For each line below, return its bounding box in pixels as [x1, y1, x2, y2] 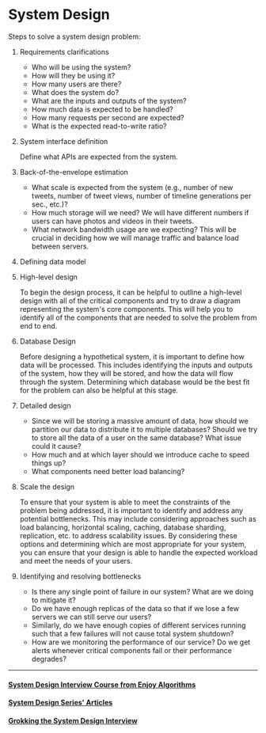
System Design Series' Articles [8, 698, 113, 708]
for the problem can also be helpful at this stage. [19, 385, 179, 395]
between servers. [31, 241, 89, 251]
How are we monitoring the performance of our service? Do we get [31, 637, 251, 647]
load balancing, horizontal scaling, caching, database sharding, [19, 522, 226, 532]
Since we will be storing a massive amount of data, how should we [31, 416, 249, 425]
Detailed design [19, 401, 71, 410]
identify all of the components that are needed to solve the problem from [19, 313, 257, 322]
